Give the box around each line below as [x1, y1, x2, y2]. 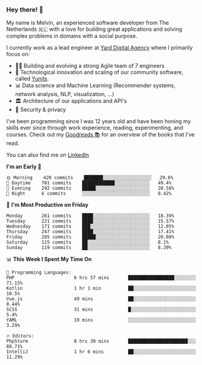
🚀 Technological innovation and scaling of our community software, [15, 69, 183, 76]
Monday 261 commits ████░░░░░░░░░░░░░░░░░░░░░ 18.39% [6, 213, 174, 219]
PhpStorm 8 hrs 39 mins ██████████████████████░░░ [6, 338, 197, 344]
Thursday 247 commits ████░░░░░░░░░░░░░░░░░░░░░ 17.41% [6, 229, 174, 235]
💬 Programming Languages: [6, 270, 71, 276]
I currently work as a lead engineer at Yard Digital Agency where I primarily [6, 44, 193, 51]
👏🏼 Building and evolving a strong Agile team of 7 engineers [15, 62, 165, 69]
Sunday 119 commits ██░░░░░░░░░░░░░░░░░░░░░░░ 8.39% [6, 245, 172, 251]
